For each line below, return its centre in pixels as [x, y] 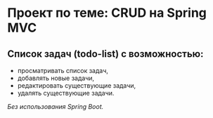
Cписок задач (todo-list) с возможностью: [105, 54]
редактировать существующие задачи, [77, 85]
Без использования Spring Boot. [56, 106]
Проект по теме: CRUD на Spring [107, 13]
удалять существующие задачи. [66, 93]
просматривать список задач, [63, 71]
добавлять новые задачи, [56, 78]
